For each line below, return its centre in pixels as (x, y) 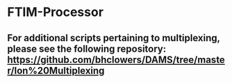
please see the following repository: (87, 48)
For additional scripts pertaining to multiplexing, (114, 38)
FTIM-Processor (56, 12)
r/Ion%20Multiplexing (56, 70)
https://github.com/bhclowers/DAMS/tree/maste (116, 60)
